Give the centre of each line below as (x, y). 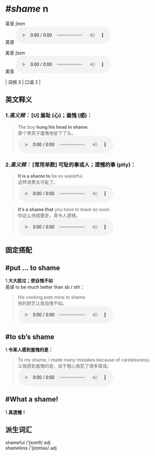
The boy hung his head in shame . (53, 127)
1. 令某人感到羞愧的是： (29, 350)
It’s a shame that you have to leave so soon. (64, 209)
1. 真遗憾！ (16, 412)
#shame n (27, 9)
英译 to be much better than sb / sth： (45, 287)
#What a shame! (32, 399)
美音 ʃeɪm (15, 53)
